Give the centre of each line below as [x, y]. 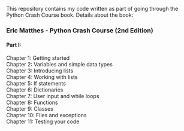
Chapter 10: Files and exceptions [46, 115]
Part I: [14, 45]
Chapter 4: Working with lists [42, 77]
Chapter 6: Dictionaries [35, 90]
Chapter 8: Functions [32, 103]
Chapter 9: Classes [30, 109]
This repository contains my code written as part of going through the [92, 9]
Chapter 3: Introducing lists [40, 71]
